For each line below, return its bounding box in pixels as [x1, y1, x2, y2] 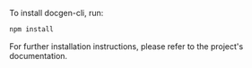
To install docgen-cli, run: [9, 8, 104, 18]
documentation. [9, 50, 68, 61]
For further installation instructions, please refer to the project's [9, 40, 244, 52]
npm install [9, 25, 54, 34]
